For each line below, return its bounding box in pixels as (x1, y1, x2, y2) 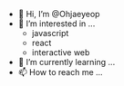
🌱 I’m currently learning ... (17, 57, 116, 67)
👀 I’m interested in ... (17, 18, 96, 29)
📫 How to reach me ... (17, 67, 103, 77)
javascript (31, 28, 69, 38)
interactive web (31, 47, 90, 58)
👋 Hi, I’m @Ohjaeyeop (17, 9, 100, 19)
